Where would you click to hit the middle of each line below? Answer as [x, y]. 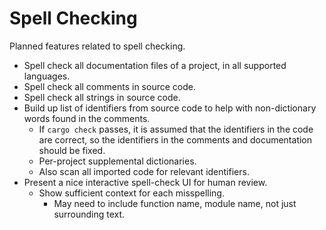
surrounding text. [89, 214]
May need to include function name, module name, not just [175, 203]
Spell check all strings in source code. [102, 97]
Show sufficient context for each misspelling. [131, 193]
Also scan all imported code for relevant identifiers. [144, 171]
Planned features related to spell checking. [97, 46]
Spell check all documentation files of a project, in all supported [155, 65]
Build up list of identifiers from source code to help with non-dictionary [170, 108]
